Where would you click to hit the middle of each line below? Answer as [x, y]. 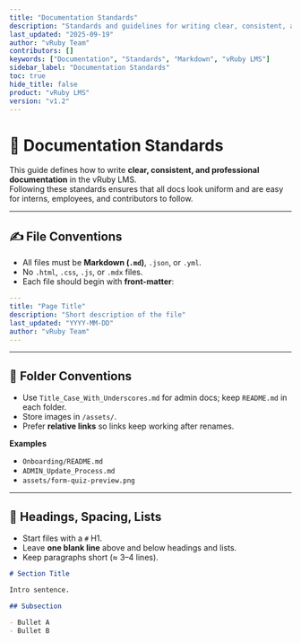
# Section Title [39, 574]
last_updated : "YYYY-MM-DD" [62, 323]
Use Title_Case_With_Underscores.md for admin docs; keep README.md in [155, 398]
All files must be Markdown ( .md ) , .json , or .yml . [112, 263]
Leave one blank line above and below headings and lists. [129, 547]
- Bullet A [30, 622]
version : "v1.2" [39, 101]
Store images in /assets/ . [69, 417]
